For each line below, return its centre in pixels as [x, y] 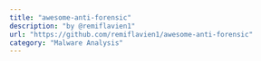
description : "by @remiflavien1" [72, 26]
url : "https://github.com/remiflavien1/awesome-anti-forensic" [131, 34]
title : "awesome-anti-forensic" [70, 17]
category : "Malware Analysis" [67, 43]
